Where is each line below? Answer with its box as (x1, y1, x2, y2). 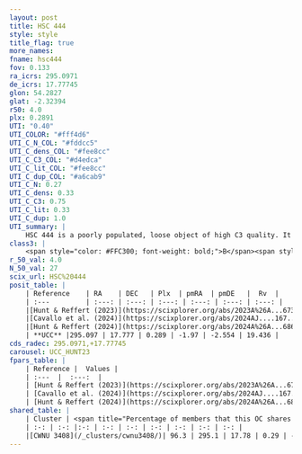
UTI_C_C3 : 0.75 (9, 197, 67, 207)
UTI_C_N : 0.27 (9, 181, 63, 190)
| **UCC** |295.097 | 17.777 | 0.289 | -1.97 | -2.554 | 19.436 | (25, 331, 280, 340)
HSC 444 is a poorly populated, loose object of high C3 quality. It (25, 230, 292, 239)
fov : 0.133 (9, 64, 50, 73)
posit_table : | (9, 280, 67, 289)
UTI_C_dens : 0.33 (9, 189, 75, 198)
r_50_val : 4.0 (9, 255, 63, 265)
